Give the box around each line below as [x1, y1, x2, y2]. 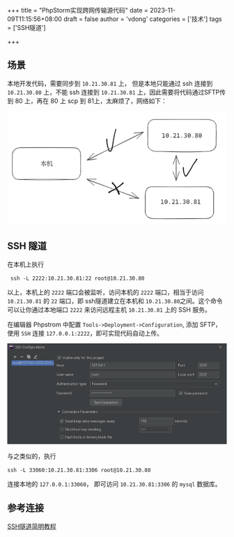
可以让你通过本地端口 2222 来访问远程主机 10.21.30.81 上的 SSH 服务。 [7, 305, 211, 314]
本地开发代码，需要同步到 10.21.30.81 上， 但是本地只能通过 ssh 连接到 [7, 79, 213, 87]
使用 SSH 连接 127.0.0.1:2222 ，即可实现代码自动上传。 [7, 328, 164, 337]
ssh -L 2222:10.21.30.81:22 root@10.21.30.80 [10, 275, 145, 282]
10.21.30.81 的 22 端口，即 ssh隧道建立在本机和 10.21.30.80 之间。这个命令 [7, 296, 223, 305]
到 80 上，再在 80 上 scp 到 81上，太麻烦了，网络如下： [7, 96, 167, 105]
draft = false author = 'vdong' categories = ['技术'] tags [63, 15, 222, 23]
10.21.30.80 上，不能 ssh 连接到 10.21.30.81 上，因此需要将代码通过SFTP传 [7, 88, 226, 96]
